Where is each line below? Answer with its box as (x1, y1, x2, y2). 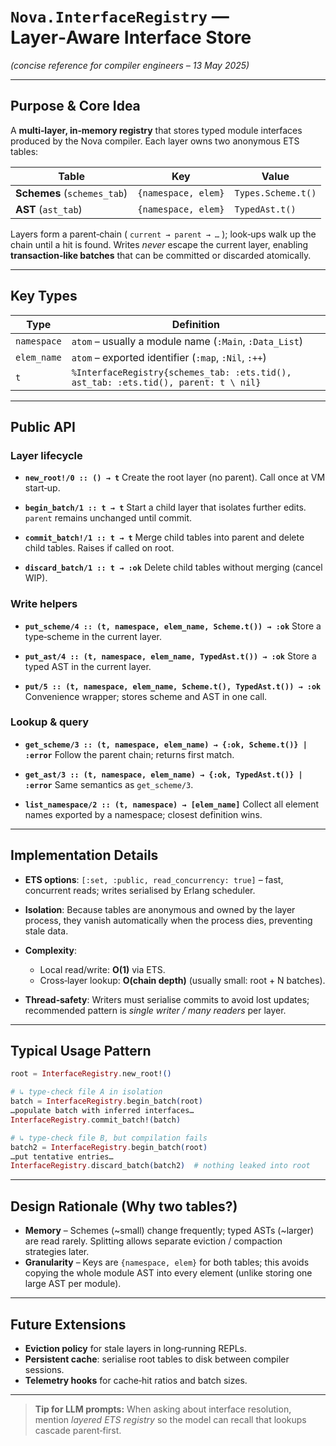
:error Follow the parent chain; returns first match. (24, 748, 235, 760)
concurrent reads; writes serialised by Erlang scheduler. (24, 884, 256, 896)
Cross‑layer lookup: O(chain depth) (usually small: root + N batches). (39, 974, 326, 986)
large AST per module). (24, 1278, 122, 1290)
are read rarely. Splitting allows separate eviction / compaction (24, 1235, 283, 1247)
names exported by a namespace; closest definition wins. (24, 808, 263, 820)
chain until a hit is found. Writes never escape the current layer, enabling (10, 238, 309, 250)
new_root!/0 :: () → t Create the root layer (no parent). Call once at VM (24, 471, 326, 484)
